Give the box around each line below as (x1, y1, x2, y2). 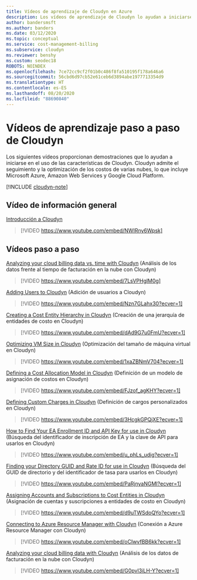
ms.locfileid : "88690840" (6, 96, 69, 102)
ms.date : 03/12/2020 (6, 31, 57, 36)
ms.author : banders (6, 25, 54, 31)
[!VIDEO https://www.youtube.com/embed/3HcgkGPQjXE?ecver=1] (20, 416, 183, 423)
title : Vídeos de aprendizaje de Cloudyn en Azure (6, 8, 133, 15)
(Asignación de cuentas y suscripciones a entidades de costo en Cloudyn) (6, 498, 186, 505)
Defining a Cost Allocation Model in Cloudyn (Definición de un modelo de (6, 369, 183, 376)
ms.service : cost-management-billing (6, 42, 98, 48)
